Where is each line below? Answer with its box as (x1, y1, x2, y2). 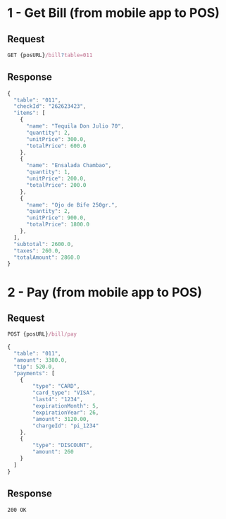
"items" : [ (13, 109, 46, 117)
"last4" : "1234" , (32, 396, 83, 403)
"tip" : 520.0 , (13, 363, 55, 370)
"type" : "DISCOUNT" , (32, 442, 93, 449)
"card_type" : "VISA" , (32, 389, 96, 396)
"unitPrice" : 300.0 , (25, 135, 87, 142)
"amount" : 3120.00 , (32, 415, 90, 422)
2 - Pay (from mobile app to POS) (7, 284, 203, 300)
